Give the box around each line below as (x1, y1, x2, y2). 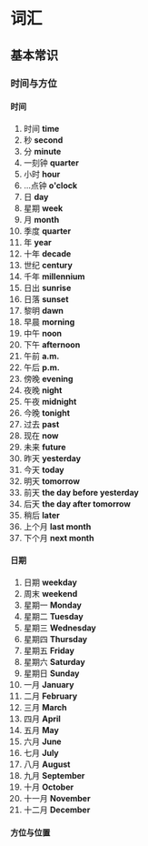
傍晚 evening (23, 373, 74, 384)
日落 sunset (23, 293, 69, 305)
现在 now (23, 429, 59, 441)
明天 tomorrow (23, 475, 81, 487)
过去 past (23, 418, 60, 429)
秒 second (23, 134, 64, 146)
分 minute (23, 146, 62, 156)
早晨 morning (23, 316, 75, 327)
